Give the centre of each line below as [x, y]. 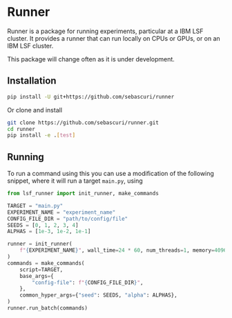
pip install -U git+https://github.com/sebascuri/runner [91, 97]
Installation [32, 81]
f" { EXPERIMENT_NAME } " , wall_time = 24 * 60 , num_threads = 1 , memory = [117, 250]
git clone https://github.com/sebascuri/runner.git [83, 122]
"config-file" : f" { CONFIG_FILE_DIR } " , [88, 282]
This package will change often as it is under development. [91, 59]
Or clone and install [35, 110]
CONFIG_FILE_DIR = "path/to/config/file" [68, 219]
